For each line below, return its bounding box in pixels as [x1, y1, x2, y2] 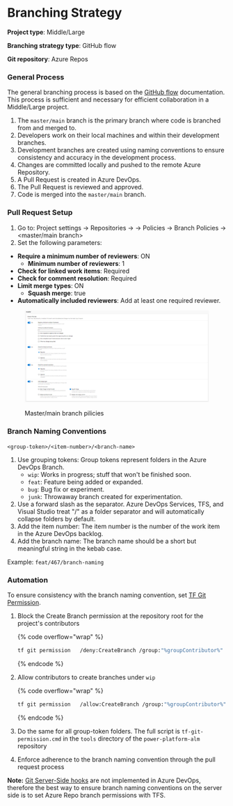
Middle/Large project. [7, 103, 70, 111]
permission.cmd [17, 736, 62, 743]
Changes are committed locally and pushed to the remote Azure [17, 161, 201, 169]
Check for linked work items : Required [17, 267, 130, 275]
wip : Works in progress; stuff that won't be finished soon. [27, 471, 191, 478]
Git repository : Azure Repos [7, 54, 88, 63]
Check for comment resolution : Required [17, 274, 137, 283]
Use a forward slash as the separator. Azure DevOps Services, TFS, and [17, 500, 224, 508]
